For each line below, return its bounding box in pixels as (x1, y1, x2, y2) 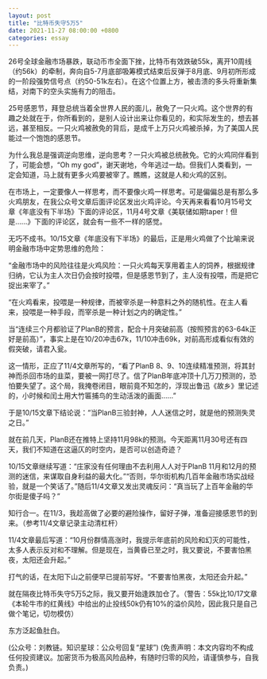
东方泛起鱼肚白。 (8, 626, 64, 635)
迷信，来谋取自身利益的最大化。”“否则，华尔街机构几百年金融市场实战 (21, 471, 248, 482)
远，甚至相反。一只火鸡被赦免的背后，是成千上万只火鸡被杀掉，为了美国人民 (8, 123, 259, 133)
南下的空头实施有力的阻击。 (29, 87, 120, 96)
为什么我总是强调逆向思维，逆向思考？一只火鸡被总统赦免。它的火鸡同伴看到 (8, 150, 259, 160)
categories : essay (8, 33, 69, 42)
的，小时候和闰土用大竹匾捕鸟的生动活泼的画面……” (8, 391, 176, 400)
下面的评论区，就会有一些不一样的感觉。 (34, 217, 167, 227)
